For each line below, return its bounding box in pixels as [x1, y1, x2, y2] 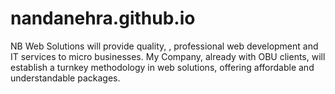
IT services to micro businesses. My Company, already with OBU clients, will [10, 50, 326, 62]
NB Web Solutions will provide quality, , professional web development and [10, 40, 319, 52]
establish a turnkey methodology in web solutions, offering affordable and [10, 61, 315, 73]
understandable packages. [10, 72, 121, 84]
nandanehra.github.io [10, 7, 196, 30]
